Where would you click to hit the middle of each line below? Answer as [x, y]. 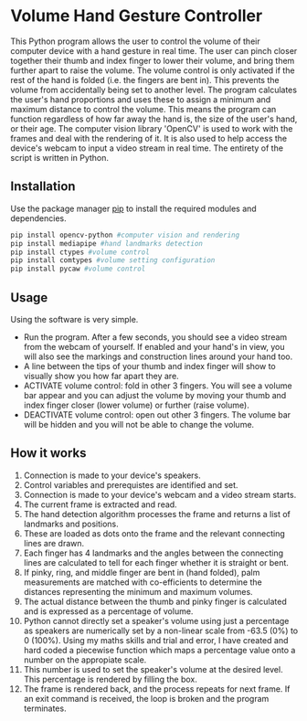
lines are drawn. [54, 543]
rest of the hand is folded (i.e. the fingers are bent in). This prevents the [145, 80]
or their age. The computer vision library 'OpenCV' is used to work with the [152, 128]
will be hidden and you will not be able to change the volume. [139, 424]
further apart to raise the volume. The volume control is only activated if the [153, 70]
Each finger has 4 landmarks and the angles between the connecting [153, 553]
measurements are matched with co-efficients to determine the [143, 582]
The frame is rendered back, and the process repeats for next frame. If [157, 689]
